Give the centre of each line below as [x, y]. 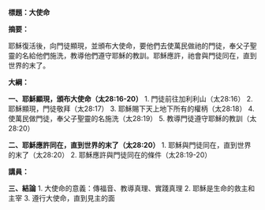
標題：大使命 [29, 12]
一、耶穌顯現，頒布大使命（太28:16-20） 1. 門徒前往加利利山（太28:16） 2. [131, 99]
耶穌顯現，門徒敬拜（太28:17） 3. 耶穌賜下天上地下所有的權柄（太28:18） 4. [131, 109]
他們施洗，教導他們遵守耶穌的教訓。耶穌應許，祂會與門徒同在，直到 [146, 55]
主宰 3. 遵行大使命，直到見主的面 [62, 198]
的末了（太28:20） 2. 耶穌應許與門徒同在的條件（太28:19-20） [110, 155]
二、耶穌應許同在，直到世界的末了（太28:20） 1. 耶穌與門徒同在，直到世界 [130, 145]
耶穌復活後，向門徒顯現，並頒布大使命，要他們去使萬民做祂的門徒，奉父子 [129, 46]
